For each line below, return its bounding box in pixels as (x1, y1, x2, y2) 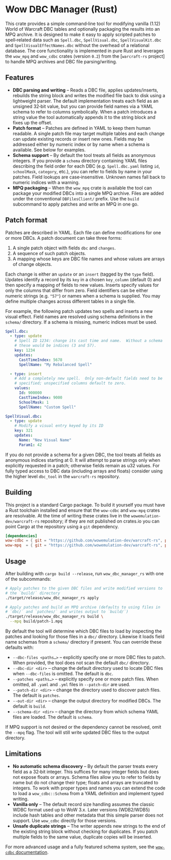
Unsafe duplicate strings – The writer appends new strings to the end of (12, 823, 166, 829)
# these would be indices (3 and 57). (14, 343, 97, 348)
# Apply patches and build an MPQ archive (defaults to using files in (5, 604, 160, 609)
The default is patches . (12, 692, 61, 698)
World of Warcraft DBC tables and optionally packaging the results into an (5, 26, 160, 32)
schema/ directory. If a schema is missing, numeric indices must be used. (5, 319, 158, 325)
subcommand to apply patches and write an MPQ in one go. (12, 201, 139, 207)
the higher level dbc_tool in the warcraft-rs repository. (5, 473, 121, 479)
